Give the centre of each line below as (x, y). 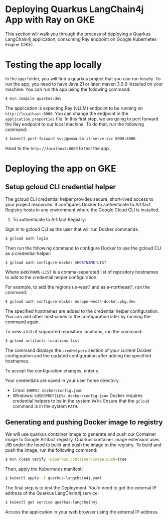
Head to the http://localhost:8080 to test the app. (58, 148)
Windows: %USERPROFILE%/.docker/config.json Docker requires (77, 396)
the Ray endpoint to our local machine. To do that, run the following (75, 124)
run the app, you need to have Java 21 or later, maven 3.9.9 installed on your (84, 84)
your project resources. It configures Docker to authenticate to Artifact (78, 204)
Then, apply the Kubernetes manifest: (44, 469)
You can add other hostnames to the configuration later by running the (78, 317)
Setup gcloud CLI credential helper (61, 187)
